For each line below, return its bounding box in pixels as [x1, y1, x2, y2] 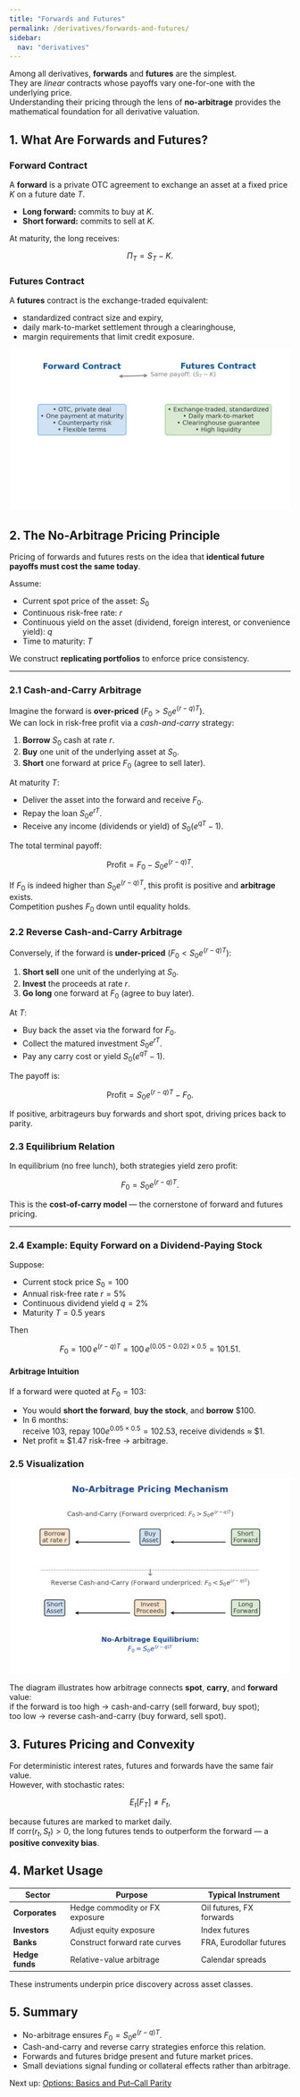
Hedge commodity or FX [70, 1902, 161, 1913]
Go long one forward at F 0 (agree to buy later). [21, 988, 195, 1000]
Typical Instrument [207, 1890, 280, 1900]
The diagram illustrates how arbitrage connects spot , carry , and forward [9, 1682, 279, 1693]
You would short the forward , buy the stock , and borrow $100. [21, 1405, 256, 1416]
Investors [12, 1924, 49, 1935]
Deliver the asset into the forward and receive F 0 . [21, 795, 204, 807]
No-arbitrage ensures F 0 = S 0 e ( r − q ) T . [21, 2028, 162, 2042]
